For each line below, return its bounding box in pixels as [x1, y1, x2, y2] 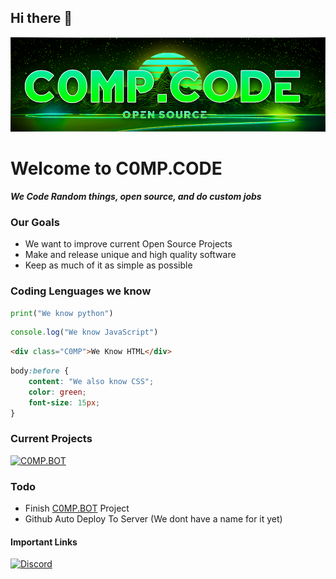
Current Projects [10, 432, 93, 446]
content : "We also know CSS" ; [28, 377, 155, 387]
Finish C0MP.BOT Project [24, 502, 130, 515]
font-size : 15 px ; [28, 397, 101, 408]
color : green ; [28, 387, 87, 397]
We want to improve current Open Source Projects [24, 238, 233, 250]
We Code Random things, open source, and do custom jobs [10, 190, 262, 202]
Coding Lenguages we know [10, 284, 152, 298]
